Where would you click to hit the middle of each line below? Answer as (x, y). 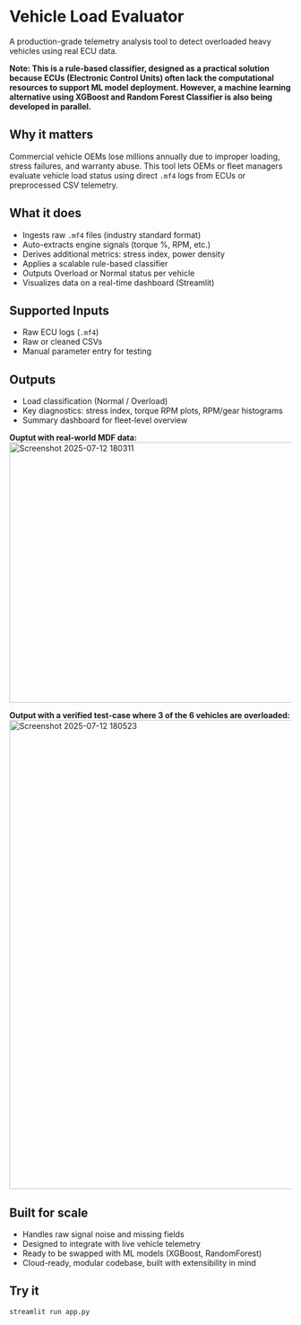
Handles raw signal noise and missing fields (103, 1234)
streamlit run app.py (50, 1312)
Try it (24, 1291)
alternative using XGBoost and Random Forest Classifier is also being (141, 97)
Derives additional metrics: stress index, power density (124, 254)
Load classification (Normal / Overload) (95, 401)
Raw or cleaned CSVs (62, 342)
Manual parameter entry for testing (87, 351)
